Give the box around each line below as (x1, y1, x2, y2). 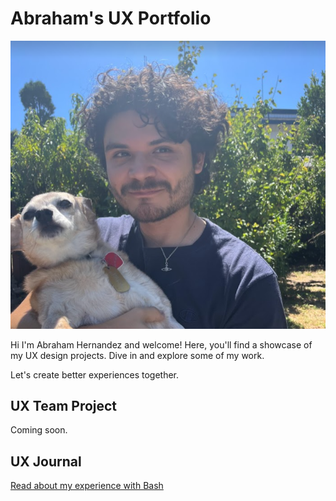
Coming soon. (10, 424, 68, 436)
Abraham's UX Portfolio (10, 7, 212, 30)
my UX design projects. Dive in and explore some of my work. (10, 349, 265, 361)
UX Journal (10, 453, 82, 470)
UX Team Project (10, 397, 118, 414)
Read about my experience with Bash (10, 480, 164, 492)
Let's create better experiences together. (10, 368, 180, 381)
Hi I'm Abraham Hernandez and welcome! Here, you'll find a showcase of (10, 338, 313, 351)
